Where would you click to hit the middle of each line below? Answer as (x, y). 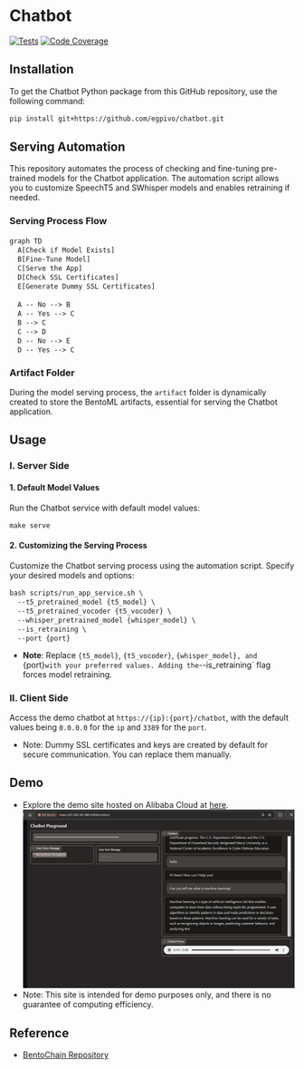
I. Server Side (39, 466)
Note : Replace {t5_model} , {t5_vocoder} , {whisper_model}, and (140, 655)
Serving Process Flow (58, 221)
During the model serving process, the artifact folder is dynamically (138, 393)
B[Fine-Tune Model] (54, 259)
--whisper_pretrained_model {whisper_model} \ (107, 620)
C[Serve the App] (50, 268)
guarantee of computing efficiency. (88, 1005)
